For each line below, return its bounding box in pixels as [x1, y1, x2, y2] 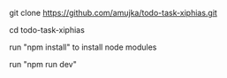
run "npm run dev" [9, 59, 77, 69]
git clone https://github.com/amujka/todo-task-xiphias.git [9, 8, 218, 18]
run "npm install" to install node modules [9, 42, 157, 52]
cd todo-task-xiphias [9, 25, 86, 35]
